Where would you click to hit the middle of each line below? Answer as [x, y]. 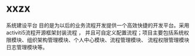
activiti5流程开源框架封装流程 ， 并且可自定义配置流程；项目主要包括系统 [95, 32]
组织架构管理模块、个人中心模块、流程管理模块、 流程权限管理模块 [108, 40]
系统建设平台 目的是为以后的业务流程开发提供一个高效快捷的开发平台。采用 [98, 25]
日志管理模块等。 [27, 47]
